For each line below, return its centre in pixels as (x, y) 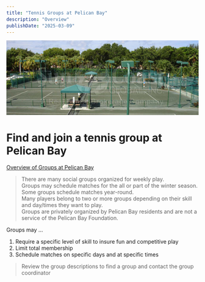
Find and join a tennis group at (85, 138)
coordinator (36, 273)
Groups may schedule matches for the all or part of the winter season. (110, 186)
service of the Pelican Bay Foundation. (70, 218)
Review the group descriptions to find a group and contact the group (107, 266)
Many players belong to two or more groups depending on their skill (106, 199)
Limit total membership (44, 248)
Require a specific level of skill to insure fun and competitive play (97, 242)
